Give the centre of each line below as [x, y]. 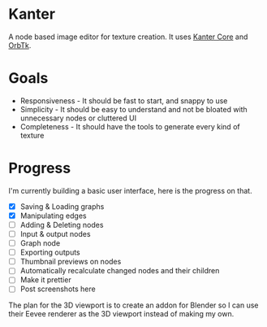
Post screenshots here [58, 289]
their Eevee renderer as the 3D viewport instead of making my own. [121, 314]
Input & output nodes [55, 234]
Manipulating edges [53, 216]
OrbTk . [20, 45]
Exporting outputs [50, 252]
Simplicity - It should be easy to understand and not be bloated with [133, 109]
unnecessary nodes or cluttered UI [78, 118]
